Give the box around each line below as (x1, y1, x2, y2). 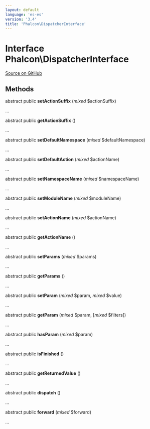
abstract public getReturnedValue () (5, 370, 81, 376)
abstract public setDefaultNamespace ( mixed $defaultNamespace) (5, 137, 145, 143)
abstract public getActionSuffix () (5, 117, 76, 123)
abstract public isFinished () (5, 351, 64, 357)
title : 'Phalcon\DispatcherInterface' (5, 21, 86, 27)
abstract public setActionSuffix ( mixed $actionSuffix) (5, 98, 116, 104)
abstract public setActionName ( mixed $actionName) (5, 215, 116, 221)
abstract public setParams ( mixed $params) (5, 254, 97, 259)
